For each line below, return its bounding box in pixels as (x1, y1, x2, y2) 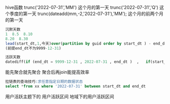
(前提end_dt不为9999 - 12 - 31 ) (5, 46, 62, 51)
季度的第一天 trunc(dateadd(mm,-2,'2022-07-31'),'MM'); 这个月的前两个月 (9, 11, 163, 17)
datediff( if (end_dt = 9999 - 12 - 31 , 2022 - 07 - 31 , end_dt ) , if (5, 59, 151, 64)
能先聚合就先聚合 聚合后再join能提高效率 (5, 69, 90, 75)
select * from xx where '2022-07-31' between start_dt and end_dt (5, 84, 146, 89)
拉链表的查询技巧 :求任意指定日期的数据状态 (5, 79, 83, 84)
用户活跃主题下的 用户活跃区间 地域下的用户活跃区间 (5, 93, 114, 99)
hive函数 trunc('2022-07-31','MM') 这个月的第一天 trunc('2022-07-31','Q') (5, 5, 158, 10)
